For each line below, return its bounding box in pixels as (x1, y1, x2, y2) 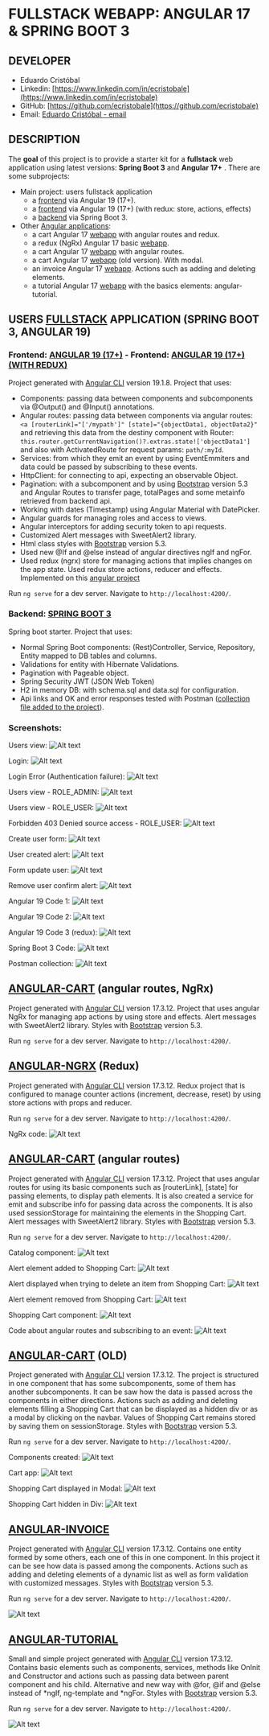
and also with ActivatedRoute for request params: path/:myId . (19, 444, 225, 455)
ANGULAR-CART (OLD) (8, 1348, 128, 1362)
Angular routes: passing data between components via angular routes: (19, 410, 253, 420)
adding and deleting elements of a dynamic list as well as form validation (8, 1569, 249, 1579)
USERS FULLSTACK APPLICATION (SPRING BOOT (8, 313, 259, 327)
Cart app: (8, 1468, 40, 1478)
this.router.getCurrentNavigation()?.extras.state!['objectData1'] (19, 438, 251, 446)
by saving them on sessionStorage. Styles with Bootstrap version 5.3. (8, 1421, 238, 1431)
